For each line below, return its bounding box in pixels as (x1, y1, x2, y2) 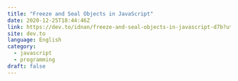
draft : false (7, 63, 46, 70)
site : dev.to (7, 30, 46, 37)
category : (7, 43, 37, 50)
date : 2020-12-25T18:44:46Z (7, 17, 91, 24)
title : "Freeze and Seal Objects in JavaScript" (7, 10, 154, 18)
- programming (13, 56, 55, 63)
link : (7, 23, 23, 30)
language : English (7, 37, 62, 44)
